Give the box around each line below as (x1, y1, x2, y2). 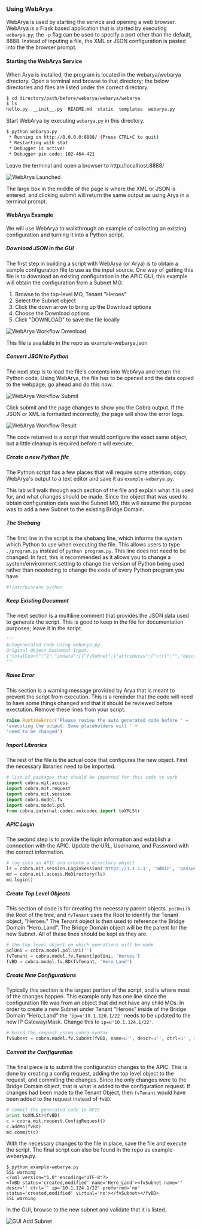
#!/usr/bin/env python (6, 584, 63, 590)
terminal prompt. (6, 198, 47, 205)
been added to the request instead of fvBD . (6, 1095, 112, 1103)
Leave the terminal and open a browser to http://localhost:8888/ (6, 162, 165, 169)
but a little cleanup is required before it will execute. (6, 439, 133, 447)
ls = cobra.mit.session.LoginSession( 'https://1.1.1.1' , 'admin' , (6, 865, 175, 872)
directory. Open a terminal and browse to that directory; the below (6, 77, 169, 84)
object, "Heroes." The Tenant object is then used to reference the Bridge (6, 918, 185, 925)
